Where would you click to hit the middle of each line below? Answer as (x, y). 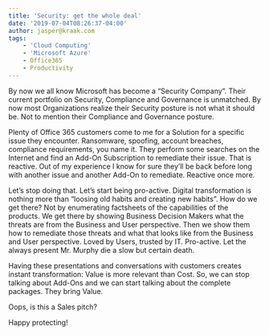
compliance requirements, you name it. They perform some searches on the (134, 149)
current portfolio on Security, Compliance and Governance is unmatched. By (134, 99)
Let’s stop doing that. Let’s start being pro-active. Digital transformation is (130, 190)
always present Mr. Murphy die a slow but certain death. (102, 250)
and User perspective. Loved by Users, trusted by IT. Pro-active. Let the (127, 241)
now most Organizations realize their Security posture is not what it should (132, 108)
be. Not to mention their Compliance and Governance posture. (111, 116)
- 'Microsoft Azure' (57, 53)
